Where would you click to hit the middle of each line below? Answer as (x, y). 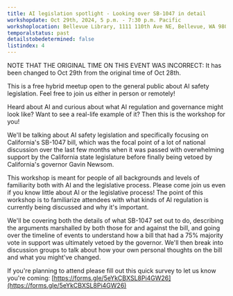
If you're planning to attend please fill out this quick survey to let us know (112, 271)
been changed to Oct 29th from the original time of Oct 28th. (94, 73)
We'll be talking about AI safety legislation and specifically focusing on (108, 135)
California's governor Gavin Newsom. (61, 164)
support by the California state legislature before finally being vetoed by (110, 157)
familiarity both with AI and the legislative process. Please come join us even (116, 185)
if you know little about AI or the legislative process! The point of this (105, 192)
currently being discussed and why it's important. (78, 207)
